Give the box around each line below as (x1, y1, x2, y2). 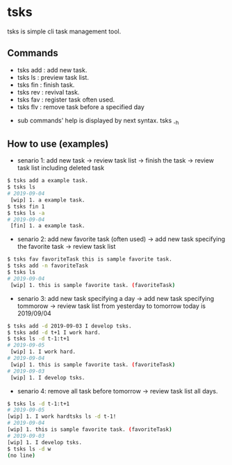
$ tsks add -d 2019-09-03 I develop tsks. (7, 323, 132, 329)
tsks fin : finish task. (17, 81, 75, 89)
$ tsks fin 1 (7, 203, 45, 210)
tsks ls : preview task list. (17, 73, 89, 81)
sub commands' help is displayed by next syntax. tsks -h (17, 116, 179, 126)
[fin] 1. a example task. (10, 222, 85, 229)
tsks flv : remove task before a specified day (17, 102, 144, 111)
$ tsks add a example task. (7, 177, 89, 184)
